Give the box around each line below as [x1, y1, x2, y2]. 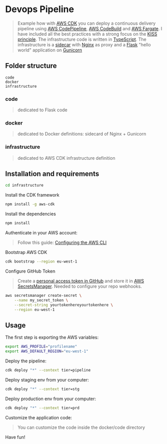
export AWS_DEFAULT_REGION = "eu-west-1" [5, 349, 89, 354]
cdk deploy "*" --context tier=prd [5, 405, 80, 410]
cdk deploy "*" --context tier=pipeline [5, 368, 91, 373]
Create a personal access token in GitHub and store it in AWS [17, 278, 144, 284]
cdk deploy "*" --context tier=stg [5, 387, 80, 392]
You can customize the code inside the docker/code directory [17, 424, 145, 430]
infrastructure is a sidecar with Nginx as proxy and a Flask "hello [17, 41, 151, 47]
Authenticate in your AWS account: [5, 230, 78, 236]
